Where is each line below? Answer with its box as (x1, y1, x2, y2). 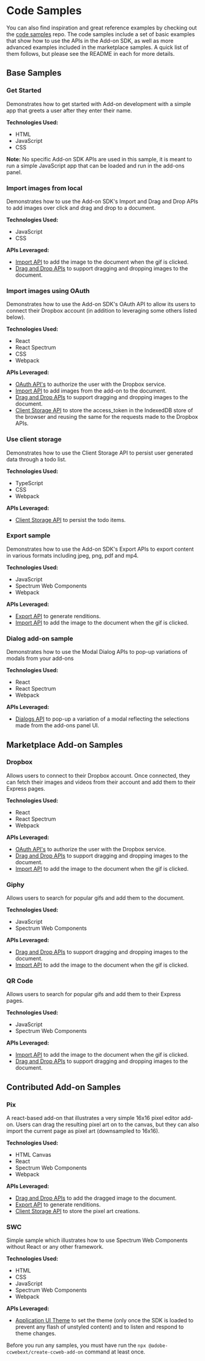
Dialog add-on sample (6, 634, 73, 643)
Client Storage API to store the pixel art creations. (15, 1208, 140, 1215)
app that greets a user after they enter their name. (6, 107, 133, 114)
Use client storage (6, 435, 62, 443)
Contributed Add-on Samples (6, 1082, 121, 1092)
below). (6, 313, 26, 321)
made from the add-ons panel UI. (15, 722, 100, 729)
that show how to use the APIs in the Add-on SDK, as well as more (6, 37, 174, 44)
